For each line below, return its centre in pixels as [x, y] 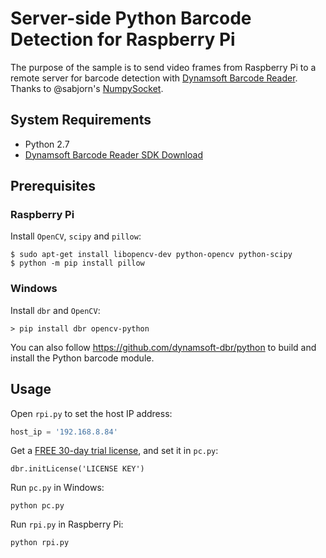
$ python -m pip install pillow [77, 263]
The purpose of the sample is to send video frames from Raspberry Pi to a [163, 67]
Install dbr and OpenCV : [55, 310]
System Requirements [81, 120]
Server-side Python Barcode [131, 18]
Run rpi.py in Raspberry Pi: [67, 524]
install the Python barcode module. [82, 358]
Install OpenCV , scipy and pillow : [76, 236]
